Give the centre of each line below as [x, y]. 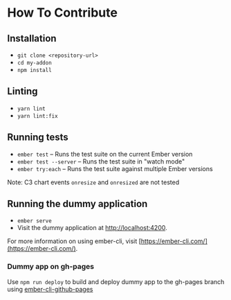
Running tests [38, 138]
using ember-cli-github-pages [50, 289]
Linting [22, 91]
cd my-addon [34, 63]
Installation [32, 38]
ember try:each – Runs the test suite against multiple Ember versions [115, 168]
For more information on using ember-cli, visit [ [74, 241]
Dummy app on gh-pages [51, 267]
